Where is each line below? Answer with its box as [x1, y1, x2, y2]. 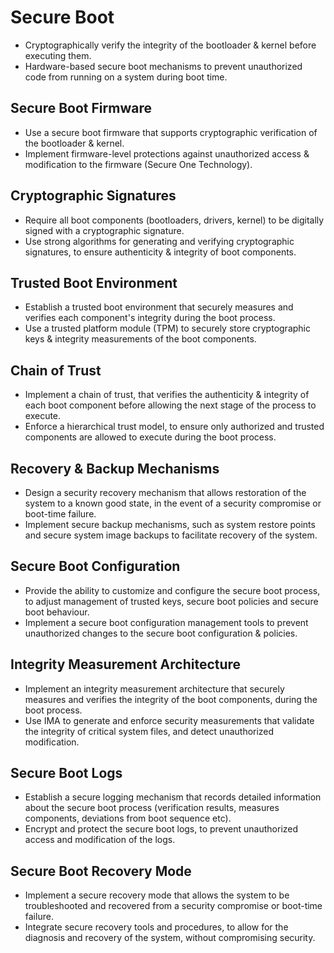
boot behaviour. [24, 606, 90, 618]
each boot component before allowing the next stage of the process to [24, 399, 317, 411]
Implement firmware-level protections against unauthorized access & [24, 147, 310, 160]
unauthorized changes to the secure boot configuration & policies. [24, 627, 298, 639]
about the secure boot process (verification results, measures [24, 802, 280, 814]
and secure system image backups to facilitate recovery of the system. [24, 529, 318, 541]
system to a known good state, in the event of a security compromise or [24, 497, 322, 509]
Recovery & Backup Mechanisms [10, 460, 220, 477]
